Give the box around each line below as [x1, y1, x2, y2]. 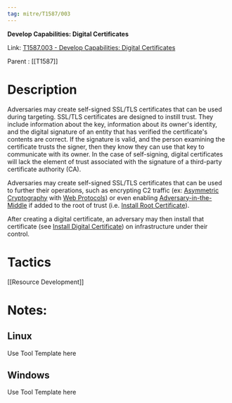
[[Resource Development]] [7, 278, 84, 286]
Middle [7, 201, 27, 209]
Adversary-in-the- [159, 193, 212, 201]
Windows [7, 369, 50, 381]
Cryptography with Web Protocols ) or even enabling [7, 193, 158, 201]
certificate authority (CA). [7, 165, 82, 173]
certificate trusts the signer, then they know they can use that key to [7, 142, 205, 151]
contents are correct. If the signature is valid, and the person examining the [7, 135, 226, 143]
